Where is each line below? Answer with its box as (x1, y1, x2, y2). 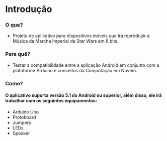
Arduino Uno (12, 109, 39, 115)
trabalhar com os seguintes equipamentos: (5, 98, 97, 104)
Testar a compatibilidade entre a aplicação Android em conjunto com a (12, 62, 159, 68)
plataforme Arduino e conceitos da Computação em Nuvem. (12, 67, 137, 73)
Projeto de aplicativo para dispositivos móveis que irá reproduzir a (12, 33, 150, 39)
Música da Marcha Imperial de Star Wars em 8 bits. (12, 38, 119, 44)
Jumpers (12, 119, 31, 125)
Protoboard (12, 114, 36, 120)
